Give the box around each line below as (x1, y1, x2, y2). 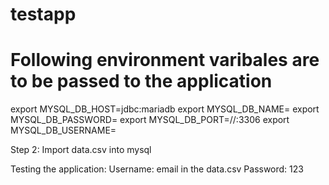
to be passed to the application (10, 70, 273, 93)
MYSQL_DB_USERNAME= (10, 124, 117, 137)
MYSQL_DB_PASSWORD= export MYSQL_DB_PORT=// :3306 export (10, 114, 290, 126)
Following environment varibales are (10, 49, 320, 72)
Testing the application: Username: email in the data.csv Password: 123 (10, 163, 304, 175)
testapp (10, 3, 77, 26)
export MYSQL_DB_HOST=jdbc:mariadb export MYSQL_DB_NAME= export (10, 103, 320, 115)
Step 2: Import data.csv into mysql (10, 144, 152, 156)
